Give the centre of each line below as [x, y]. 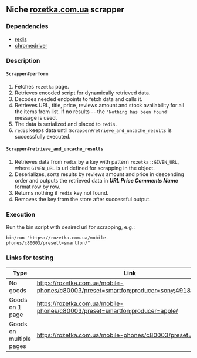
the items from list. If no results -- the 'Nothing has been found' [92, 112]
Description [23, 60]
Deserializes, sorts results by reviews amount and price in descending [99, 174]
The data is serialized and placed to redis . [66, 124]
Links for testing [30, 258]
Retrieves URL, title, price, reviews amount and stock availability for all [99, 105]
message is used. [36, 117]
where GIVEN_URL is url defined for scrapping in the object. [85, 168]
